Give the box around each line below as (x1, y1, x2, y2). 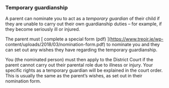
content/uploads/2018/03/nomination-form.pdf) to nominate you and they (5, 41, 160, 48)
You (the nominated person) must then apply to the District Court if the (5, 57, 154, 63)
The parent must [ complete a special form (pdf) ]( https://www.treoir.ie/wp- (5, 36, 164, 42)
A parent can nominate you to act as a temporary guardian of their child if (5, 16, 160, 22)
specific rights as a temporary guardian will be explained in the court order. (5, 67, 163, 73)
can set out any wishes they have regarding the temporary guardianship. (5, 47, 158, 53)
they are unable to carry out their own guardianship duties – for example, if (5, 21, 162, 27)
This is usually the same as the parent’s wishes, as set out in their (5, 73, 143, 79)
